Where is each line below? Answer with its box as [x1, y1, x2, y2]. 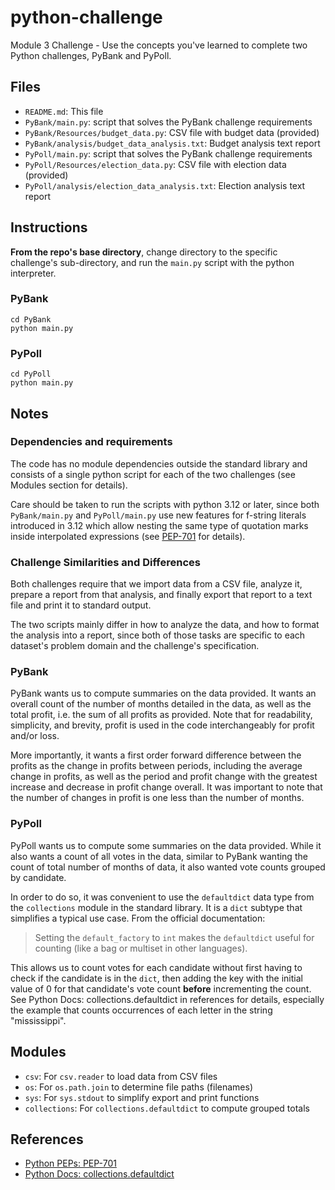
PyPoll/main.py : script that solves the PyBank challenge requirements [24, 147, 313, 160]
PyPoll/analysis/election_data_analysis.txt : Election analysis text [24, 179, 306, 191]
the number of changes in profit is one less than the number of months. [10, 792, 305, 804]
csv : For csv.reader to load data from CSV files [24, 1070, 218, 1082]
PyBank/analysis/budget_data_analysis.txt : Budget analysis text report [24, 137, 321, 149]
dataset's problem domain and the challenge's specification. [10, 640, 260, 652]
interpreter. [10, 267, 57, 279]
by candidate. [10, 871, 67, 883]
